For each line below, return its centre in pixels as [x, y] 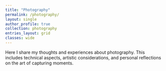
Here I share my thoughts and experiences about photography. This [75, 52]
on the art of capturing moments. [39, 63]
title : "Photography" [28, 10]
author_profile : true [28, 24]
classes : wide [20, 38]
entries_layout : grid [28, 33]
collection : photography [31, 29]
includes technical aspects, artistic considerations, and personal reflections [83, 57]
